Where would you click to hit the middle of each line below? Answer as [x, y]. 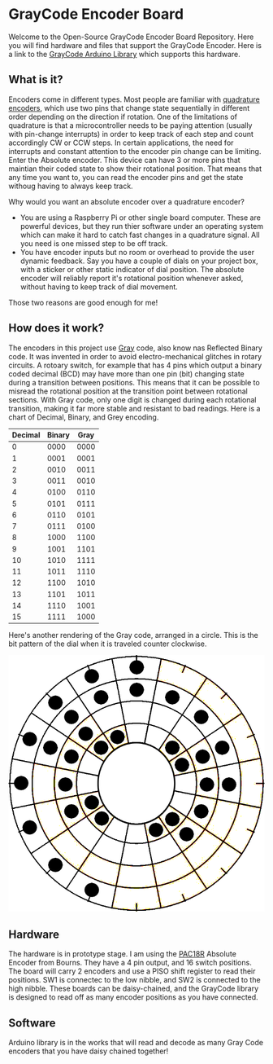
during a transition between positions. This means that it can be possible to [134, 382]
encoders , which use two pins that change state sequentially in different [129, 108]
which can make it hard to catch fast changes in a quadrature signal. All [140, 235]
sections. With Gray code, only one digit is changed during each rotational [132, 399]
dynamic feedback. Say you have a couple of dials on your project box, [139, 261]
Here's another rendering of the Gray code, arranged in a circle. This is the [133, 635]
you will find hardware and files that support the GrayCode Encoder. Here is [135, 45]
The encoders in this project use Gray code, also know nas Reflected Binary [135, 348]
